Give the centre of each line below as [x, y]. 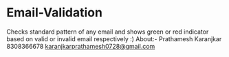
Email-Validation [54, 13]
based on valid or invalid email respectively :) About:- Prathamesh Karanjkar [114, 38]
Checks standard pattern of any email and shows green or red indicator [108, 32]
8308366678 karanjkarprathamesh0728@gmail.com [81, 46]
